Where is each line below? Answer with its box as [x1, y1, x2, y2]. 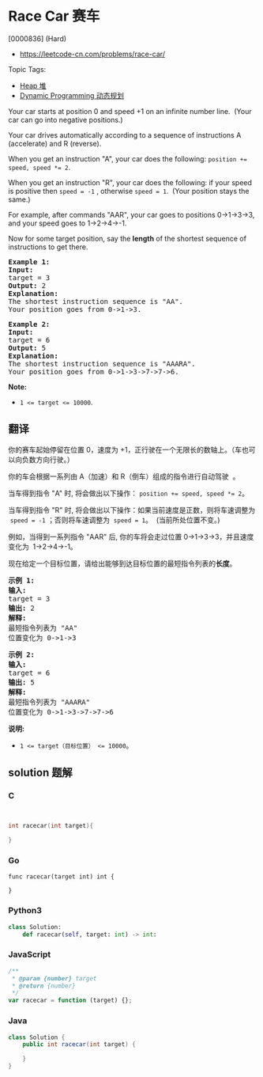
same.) [8, 195, 31, 204]
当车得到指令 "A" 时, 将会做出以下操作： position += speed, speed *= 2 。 [8, 488, 249, 498]
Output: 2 [8, 281, 46, 290]
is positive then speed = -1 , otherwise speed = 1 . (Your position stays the [8, 186, 250, 195]
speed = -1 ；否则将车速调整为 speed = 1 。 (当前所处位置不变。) [9, 515, 220, 525]
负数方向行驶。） [21, 454, 74, 464]
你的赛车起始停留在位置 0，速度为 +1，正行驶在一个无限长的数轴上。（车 [8, 445, 242, 454]
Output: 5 [8, 343, 46, 352]
